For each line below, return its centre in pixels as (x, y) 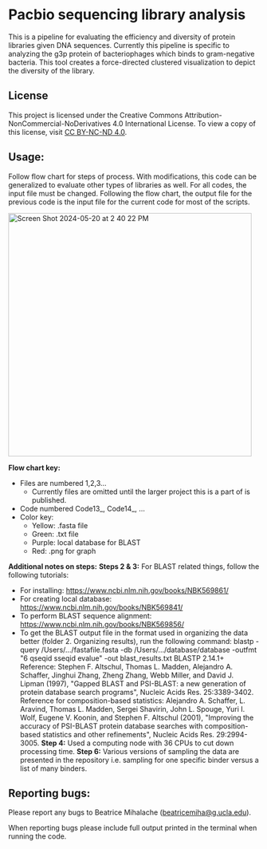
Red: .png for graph (64, 551)
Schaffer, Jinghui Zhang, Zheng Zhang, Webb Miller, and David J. (126, 675)
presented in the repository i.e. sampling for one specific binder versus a (139, 760)
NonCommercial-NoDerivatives (60, 123)
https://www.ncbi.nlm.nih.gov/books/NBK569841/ (101, 607)
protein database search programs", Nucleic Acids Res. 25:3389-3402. (137, 692)
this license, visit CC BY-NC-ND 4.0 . (68, 132)
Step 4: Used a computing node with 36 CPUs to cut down (137, 743)
